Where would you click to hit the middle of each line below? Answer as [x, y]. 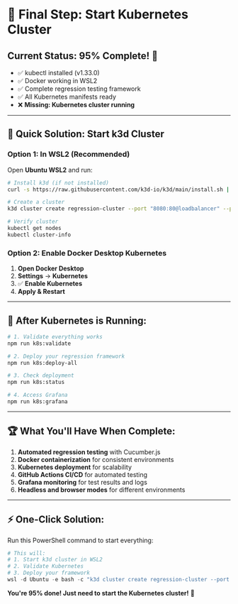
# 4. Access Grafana [38, 395]
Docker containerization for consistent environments [96, 459]
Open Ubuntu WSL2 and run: [50, 170]
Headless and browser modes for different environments [101, 490]
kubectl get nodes [34, 229]
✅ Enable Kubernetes [50, 284]
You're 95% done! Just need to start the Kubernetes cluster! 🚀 [101, 593]
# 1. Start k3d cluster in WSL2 [55, 560]
